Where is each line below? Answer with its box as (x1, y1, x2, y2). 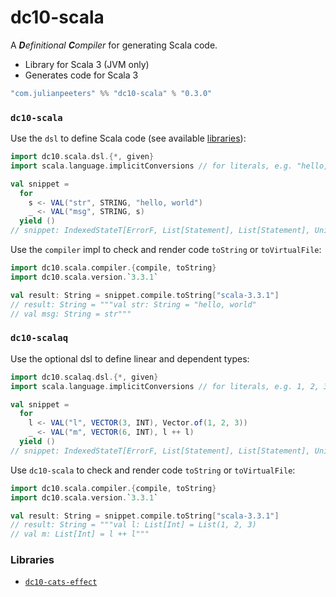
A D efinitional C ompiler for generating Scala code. (10, 39, 218, 51)
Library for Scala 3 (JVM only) (24, 58, 150, 70)
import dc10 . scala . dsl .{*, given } (10, 152, 155, 162)
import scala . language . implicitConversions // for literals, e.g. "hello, (10, 161, 329, 171)
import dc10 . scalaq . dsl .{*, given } (10, 372, 159, 382)
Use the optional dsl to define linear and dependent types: (10, 352, 250, 365)
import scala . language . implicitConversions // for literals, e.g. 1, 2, (10, 381, 320, 391)
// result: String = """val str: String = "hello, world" (10, 299, 257, 310)
